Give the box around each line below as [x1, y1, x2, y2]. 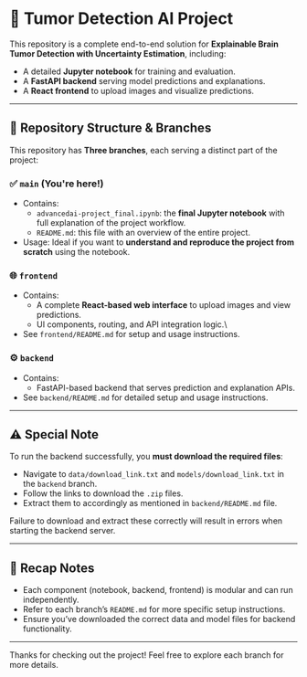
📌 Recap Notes [9, 560, 95, 576]
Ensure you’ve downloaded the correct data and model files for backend [22, 614, 296, 625]
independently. [22, 594, 79, 606]
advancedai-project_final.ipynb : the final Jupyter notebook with [36, 207, 285, 218]
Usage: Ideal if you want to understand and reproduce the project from [22, 237, 295, 248]
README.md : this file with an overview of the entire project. [36, 227, 251, 238]
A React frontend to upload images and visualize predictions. [22, 85, 254, 96]
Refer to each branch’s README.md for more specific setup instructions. [22, 604, 286, 615]
